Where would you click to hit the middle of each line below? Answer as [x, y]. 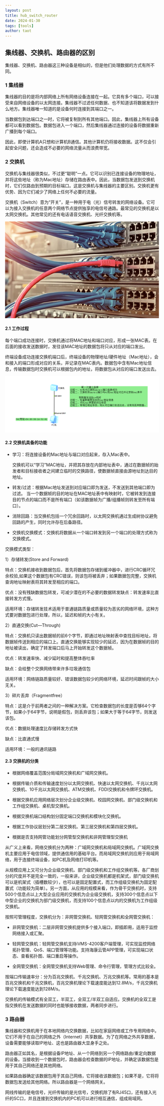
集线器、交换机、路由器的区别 [50, 52]
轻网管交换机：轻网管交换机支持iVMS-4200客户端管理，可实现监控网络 [84, 943]
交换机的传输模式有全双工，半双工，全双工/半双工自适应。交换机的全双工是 [81, 999]
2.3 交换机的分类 [22, 761]
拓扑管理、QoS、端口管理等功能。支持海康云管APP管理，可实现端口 [81, 950]
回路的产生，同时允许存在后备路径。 [49, 522]
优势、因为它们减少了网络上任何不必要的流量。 [52, 192]
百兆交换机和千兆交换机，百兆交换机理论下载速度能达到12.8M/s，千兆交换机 [81, 983]
